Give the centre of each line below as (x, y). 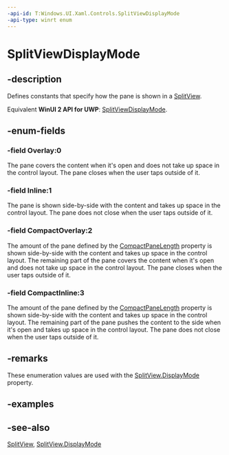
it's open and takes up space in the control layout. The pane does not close (114, 330)
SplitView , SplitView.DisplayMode (54, 444)
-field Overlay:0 (34, 150)
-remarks (28, 359)
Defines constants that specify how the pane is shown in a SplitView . (105, 96)
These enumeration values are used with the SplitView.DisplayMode (103, 375)
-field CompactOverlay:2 (50, 231)
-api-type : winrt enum (40, 20)
